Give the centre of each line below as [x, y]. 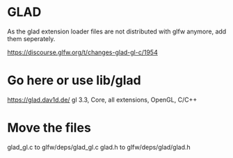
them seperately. [31, 38]
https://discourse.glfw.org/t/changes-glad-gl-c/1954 [82, 52]
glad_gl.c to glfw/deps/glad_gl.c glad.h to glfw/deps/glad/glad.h [99, 147]
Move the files [49, 128]
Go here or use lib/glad [74, 80]
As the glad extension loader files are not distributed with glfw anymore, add [117, 31]
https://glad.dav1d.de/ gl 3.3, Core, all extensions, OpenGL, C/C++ [102, 100]
